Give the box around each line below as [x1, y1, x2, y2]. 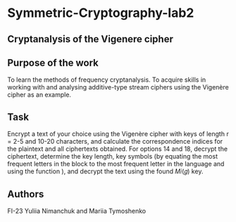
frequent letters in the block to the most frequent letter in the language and [7, 160, 225, 168]
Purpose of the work [7, 56, 99, 68]
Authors [7, 188, 44, 200]
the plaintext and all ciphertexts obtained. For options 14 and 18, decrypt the [7, 144, 228, 153]
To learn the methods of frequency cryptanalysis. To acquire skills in [7, 75, 206, 84]
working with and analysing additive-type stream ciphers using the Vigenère [7, 83, 229, 92]
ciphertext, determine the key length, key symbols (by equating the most [7, 152, 218, 161]
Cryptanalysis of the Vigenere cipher [7, 33, 174, 45]
